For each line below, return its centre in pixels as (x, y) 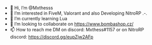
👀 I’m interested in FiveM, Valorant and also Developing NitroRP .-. (79, 13)
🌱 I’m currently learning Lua (39, 18)
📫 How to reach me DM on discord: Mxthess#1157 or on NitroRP (77, 30)
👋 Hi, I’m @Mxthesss (31, 8)
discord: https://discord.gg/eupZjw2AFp (52, 37)
